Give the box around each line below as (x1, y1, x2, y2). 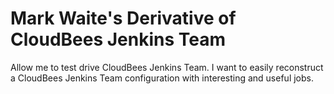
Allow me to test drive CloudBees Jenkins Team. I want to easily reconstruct (10, 61, 324, 73)
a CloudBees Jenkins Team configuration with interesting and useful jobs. (10, 72, 314, 84)
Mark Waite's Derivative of (10, 7, 237, 30)
